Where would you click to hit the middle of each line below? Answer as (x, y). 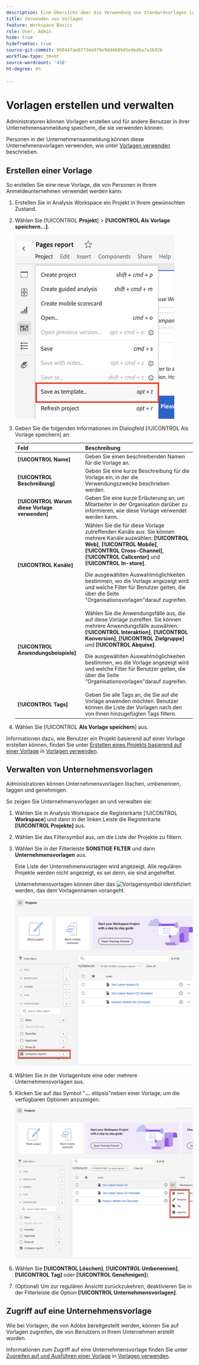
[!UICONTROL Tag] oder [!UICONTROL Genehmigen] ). (82, 1275)
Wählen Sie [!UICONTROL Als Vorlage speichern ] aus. (81, 727)
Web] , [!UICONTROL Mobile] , (122, 544)
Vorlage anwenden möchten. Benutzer (132, 701)
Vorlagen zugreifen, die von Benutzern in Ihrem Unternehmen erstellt (90, 1332)
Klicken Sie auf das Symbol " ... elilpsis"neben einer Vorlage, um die (97, 1093)
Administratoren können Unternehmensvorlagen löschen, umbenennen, (94, 784)
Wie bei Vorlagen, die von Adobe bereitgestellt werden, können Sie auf (92, 1325)
